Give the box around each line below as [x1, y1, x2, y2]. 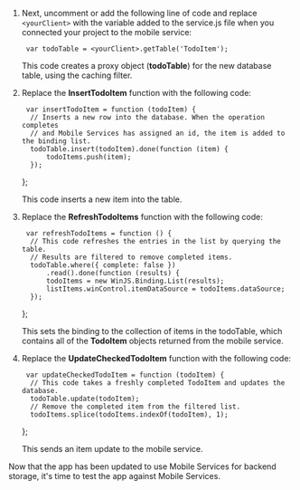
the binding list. [21, 137, 91, 146]
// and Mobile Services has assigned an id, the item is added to [30, 129, 286, 138]
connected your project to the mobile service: [21, 27, 192, 37]
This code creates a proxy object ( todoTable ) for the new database [21, 61, 272, 71]
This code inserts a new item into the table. [21, 194, 183, 205]
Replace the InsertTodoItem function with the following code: [21, 88, 252, 98]
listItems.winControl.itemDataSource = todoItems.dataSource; [45, 284, 286, 293]
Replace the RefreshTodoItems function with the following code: [21, 212, 263, 222]
